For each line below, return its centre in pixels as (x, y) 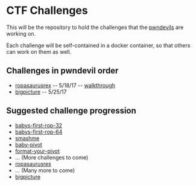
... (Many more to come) (45, 170)
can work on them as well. (39, 51)
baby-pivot (28, 144)
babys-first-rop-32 (38, 125)
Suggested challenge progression (71, 111)
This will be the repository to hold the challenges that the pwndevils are (95, 27)
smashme (27, 138)
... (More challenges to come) (52, 157)
